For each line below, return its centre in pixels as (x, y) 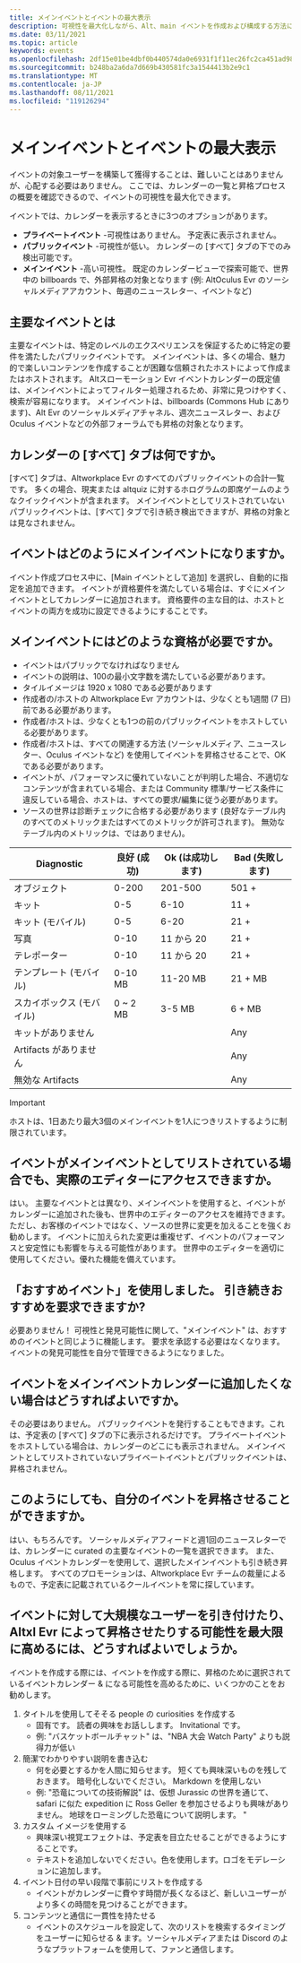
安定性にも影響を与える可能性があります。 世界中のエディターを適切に (155, 1248)
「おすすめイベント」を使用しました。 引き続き (140, 1290)
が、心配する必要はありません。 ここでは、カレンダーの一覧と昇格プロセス (148, 186)
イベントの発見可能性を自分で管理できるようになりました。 (119, 1353)
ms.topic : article (43, 43)
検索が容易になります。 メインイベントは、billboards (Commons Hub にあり (150, 402)
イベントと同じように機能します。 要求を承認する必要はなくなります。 (155, 1342)
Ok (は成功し (191, 857)
